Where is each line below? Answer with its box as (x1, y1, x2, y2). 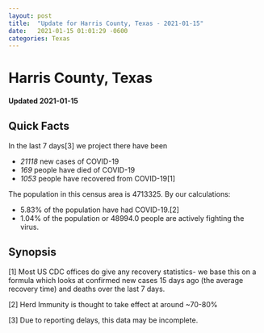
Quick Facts (8, 119, 70, 133)
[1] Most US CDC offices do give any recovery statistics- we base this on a (8, 267, 257, 277)
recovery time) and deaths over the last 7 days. (8, 284, 166, 293)
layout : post (8, 11, 52, 20)
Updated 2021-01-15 (8, 96, 78, 106)
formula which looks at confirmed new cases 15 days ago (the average (8, 275, 244, 285)
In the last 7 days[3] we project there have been (8, 140, 168, 150)
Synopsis (8, 245, 57, 259)
